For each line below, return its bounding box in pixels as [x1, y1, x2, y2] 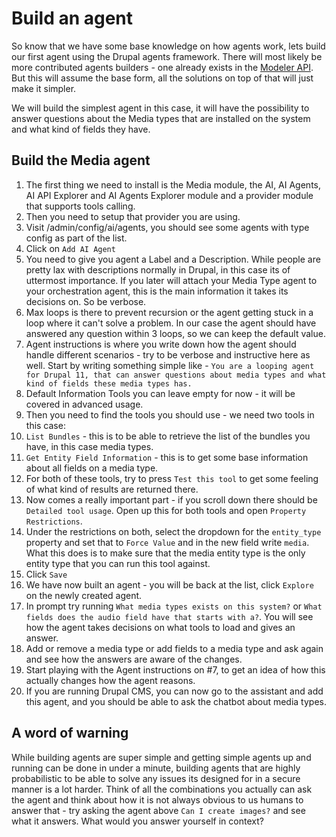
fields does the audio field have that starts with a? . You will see [25, 610, 314, 622]
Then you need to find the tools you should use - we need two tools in [25, 408, 315, 421]
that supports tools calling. [25, 200, 136, 212]
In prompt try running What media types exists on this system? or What [25, 600, 323, 612]
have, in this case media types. [25, 440, 154, 452]
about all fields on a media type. [25, 462, 159, 474]
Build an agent [11, 7, 134, 30]
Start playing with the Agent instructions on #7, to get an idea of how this [25, 663, 326, 676]
